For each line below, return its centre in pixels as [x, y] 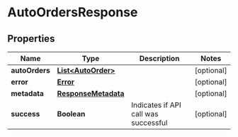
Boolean [71, 114]
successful [149, 123]
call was [144, 114]
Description [159, 59]
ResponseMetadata [91, 93]
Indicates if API [156, 105]
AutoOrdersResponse [73, 12]
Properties [31, 39]
